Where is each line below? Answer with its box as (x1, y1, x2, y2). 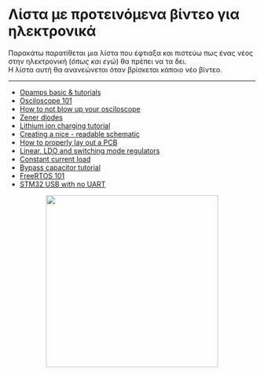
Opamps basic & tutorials (19, 87, 101, 97)
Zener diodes (19, 112, 63, 122)
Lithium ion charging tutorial (19, 120, 111, 131)
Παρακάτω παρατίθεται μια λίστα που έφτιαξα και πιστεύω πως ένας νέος (8, 48, 254, 57)
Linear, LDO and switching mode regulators (19, 145, 160, 155)
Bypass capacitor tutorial (19, 163, 101, 172)
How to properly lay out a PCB (19, 138, 118, 147)
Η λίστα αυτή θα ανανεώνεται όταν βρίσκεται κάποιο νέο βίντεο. (8, 64, 222, 74)
